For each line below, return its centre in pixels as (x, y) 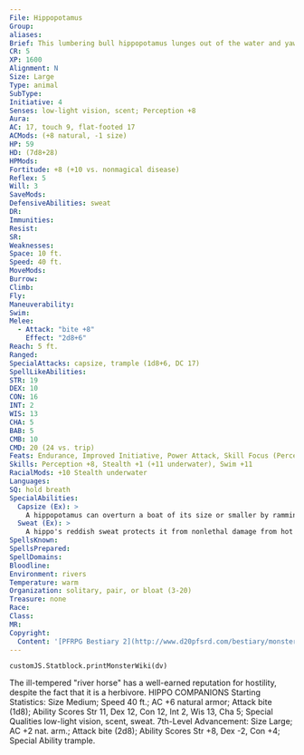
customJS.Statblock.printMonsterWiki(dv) (89, 666)
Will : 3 (24, 187)
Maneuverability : (42, 305)
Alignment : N (34, 69)
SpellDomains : (36, 557)
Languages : (30, 481)
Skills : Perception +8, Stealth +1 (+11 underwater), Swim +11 (131, 465)
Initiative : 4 (36, 102)
